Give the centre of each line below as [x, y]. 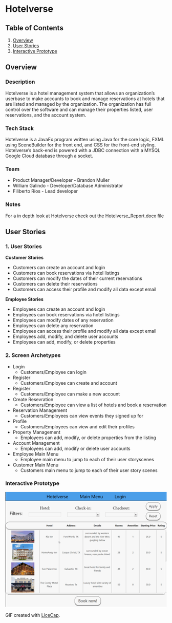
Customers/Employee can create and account [69, 383]
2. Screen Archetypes [33, 355]
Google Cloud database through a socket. [49, 156]
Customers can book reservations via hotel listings [66, 273]
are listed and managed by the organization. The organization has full [79, 104]
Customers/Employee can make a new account [70, 394]
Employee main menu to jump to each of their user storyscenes [87, 459]
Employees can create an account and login [59, 309]
